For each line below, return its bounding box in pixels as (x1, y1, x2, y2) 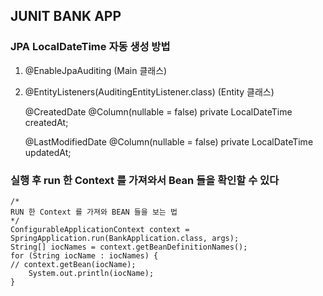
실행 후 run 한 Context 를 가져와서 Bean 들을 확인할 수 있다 (10, 173, 280, 187)
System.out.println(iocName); (28, 268, 155, 278)
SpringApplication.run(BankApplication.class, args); (10, 233, 240, 243)
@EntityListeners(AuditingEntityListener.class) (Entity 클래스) (24, 85, 275, 98)
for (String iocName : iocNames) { (10, 250, 159, 261)
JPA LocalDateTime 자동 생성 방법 (10, 40, 171, 54)
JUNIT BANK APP (10, 8, 122, 25)
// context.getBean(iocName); (10, 259, 137, 269)
